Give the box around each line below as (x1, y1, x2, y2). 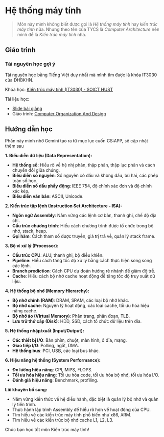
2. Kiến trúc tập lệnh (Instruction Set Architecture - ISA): (5, 203, 122, 209)
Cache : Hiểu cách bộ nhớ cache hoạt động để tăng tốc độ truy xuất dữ (12, 273, 156, 279)
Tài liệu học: (5, 96, 30, 102)
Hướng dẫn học (5, 125, 53, 134)
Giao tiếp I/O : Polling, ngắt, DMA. (12, 343, 79, 349)
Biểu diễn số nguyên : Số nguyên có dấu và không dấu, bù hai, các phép (12, 172, 159, 179)
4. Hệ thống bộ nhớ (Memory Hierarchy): (5, 288, 90, 294)
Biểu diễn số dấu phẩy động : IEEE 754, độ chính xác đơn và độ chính (12, 183, 152, 189)
